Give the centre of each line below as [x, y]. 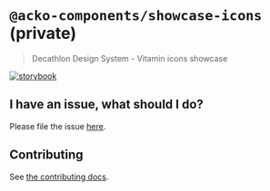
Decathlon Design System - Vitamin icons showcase [130, 58]
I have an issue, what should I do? [107, 105]
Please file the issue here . [58, 126]
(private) [43, 33]
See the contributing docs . [59, 177]
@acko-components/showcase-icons [136, 16]
